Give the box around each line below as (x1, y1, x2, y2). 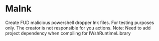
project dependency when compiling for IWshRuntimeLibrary (5, 30, 131, 36)
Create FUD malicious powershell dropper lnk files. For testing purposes (5, 19, 154, 25)
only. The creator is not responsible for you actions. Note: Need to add (5, 24, 151, 30)
